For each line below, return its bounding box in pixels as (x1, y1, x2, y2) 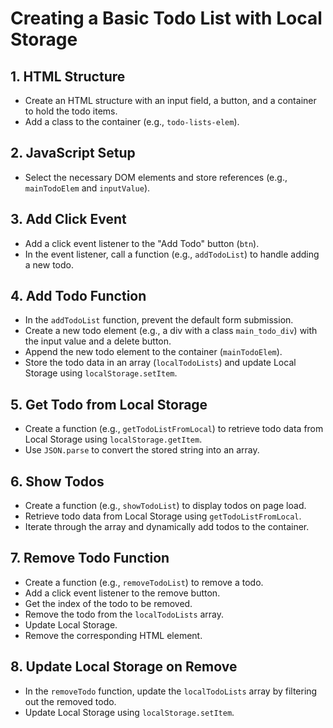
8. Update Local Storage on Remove (10, 658, 238, 676)
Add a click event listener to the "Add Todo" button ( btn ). (24, 237, 260, 249)
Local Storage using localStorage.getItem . (24, 433, 203, 446)
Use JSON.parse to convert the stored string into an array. (24, 444, 260, 456)
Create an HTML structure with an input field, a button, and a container (24, 95, 317, 106)
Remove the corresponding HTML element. (24, 629, 203, 641)
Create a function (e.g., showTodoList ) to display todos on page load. (24, 500, 307, 512)
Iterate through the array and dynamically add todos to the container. (24, 521, 310, 533)
